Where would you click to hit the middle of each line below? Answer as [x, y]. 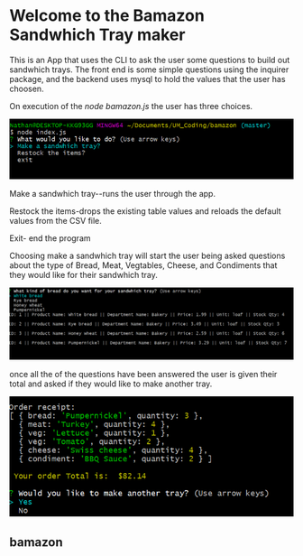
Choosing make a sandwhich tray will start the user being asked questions [147, 255]
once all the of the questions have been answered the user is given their [143, 375]
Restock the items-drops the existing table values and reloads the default [145, 211]
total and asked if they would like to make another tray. [111, 384]
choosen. [27, 88]
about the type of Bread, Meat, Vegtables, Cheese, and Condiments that [143, 265]
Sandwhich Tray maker [97, 35]
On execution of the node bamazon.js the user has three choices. [131, 106]
